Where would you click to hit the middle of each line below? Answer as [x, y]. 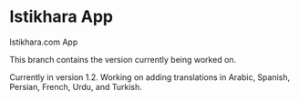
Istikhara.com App [44, 42]
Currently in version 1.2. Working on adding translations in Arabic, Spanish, [150, 77]
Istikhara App [62, 17]
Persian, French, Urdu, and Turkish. [76, 86]
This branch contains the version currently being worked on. [123, 59]
